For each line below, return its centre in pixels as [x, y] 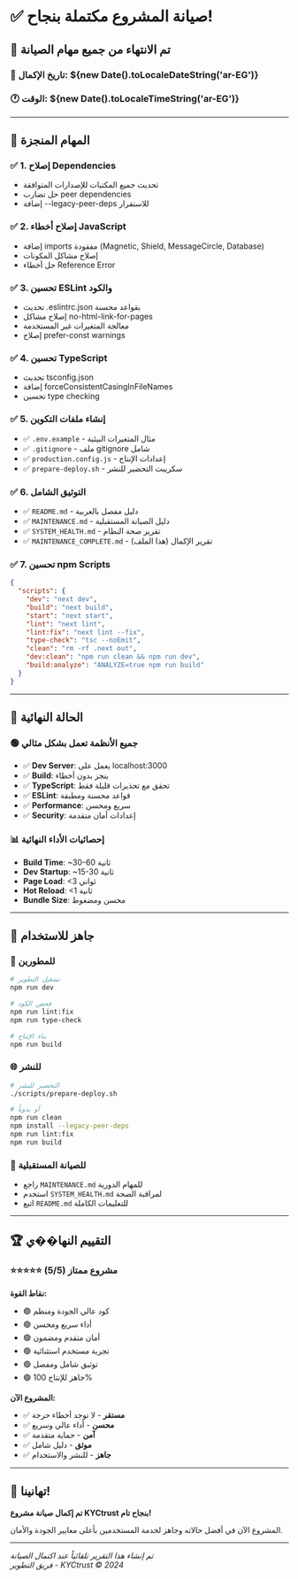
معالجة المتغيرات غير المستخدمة [76, 326]
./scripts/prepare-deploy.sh [64, 1094]
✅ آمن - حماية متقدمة [59, 1435]
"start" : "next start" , [70, 616]
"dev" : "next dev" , [62, 599]
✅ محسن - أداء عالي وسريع [69, 1425]
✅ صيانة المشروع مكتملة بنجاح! [111, 16]
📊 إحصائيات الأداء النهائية [57, 840]
